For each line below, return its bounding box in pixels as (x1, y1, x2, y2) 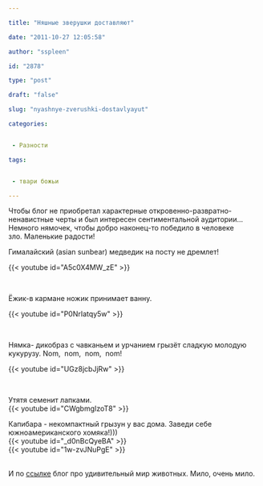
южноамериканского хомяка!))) (8, 428, 118, 437)
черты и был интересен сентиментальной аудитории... (55, 215, 244, 224)
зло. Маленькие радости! (8, 231, 95, 241)
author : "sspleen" (8, 47, 70, 56)
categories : (8, 120, 48, 128)
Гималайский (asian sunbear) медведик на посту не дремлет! (8, 247, 219, 257)
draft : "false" (8, 91, 59, 99)
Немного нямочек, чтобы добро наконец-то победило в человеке (8, 223, 234, 233)
